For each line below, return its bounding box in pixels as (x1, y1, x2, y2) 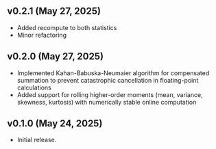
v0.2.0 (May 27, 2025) (7, 51, 104, 62)
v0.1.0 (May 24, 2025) (7, 118, 103, 129)
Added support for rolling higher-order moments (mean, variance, (16, 90, 204, 98)
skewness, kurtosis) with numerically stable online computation (16, 98, 197, 106)
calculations (16, 83, 51, 92)
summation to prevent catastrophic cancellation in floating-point (16, 76, 199, 84)
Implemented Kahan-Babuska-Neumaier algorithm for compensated (16, 68, 210, 77)
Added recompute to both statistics (16, 23, 117, 31)
